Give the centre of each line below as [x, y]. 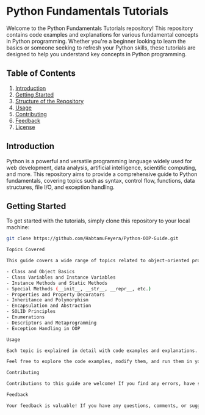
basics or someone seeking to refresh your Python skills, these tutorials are [101, 48]
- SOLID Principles [31, 312]
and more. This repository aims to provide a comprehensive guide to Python [102, 174]
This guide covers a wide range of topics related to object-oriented [98, 261]
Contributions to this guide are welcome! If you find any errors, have [101, 384]
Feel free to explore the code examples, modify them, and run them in [99, 362]
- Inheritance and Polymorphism [47, 300]
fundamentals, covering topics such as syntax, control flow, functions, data [101, 180]
